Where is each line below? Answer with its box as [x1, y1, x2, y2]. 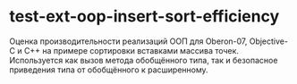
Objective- [249, 36, 289, 46]
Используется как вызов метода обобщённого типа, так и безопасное [9, 55, 278, 65]
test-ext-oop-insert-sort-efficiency [9, 6, 280, 27]
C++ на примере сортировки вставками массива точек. [23, 45, 240, 55]
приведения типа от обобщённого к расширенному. [9, 64, 208, 75]
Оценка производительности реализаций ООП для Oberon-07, [9, 36, 248, 46]
